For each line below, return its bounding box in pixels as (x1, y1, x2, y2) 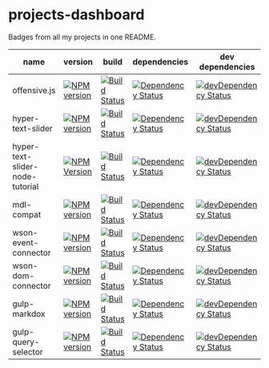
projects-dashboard (8, 6, 145, 24)
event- (12, 237, 39, 248)
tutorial (12, 180, 39, 192)
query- (12, 336, 40, 347)
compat (12, 208, 42, 220)
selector (12, 346, 43, 358)
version (63, 56, 94, 67)
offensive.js (12, 84, 56, 95)
